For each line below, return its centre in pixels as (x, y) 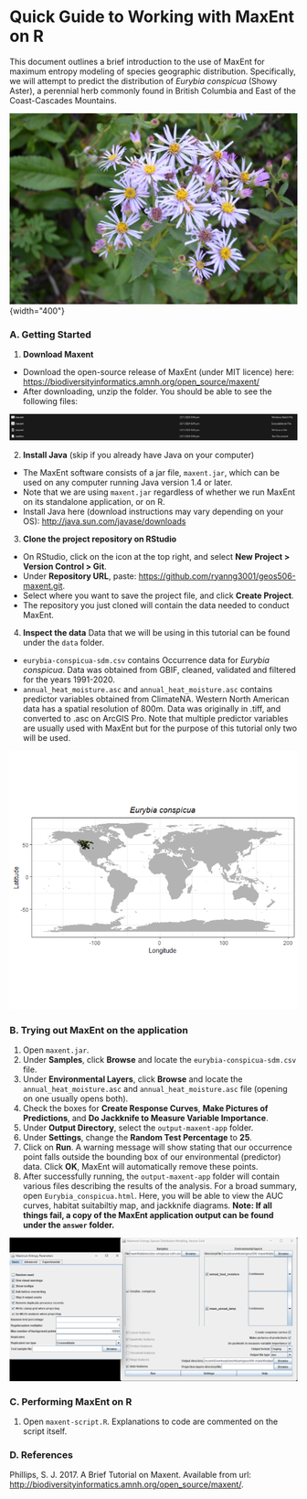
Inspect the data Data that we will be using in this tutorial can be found (156, 632)
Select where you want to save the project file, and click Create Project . (158, 595)
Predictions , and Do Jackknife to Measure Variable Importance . (145, 1119)
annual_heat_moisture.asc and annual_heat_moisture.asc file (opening (155, 1089)
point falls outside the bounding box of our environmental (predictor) (152, 1157)
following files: (50, 401)
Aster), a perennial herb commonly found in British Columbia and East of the (153, 91)
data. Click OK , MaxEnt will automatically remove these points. (140, 1167)
